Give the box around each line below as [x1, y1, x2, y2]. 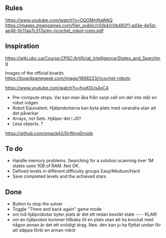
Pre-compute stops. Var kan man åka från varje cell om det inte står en [12, 94, 157, 100]
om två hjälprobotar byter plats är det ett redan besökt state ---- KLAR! [12, 211, 158, 217]
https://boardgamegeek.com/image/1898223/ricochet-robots [5, 75, 130, 81]
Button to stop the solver [12, 201, 63, 207]
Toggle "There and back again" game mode [12, 206, 102, 212]
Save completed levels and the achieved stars [12, 173, 107, 180]
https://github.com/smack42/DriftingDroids [5, 130, 93, 136]
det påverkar [12, 110, 39, 116]
